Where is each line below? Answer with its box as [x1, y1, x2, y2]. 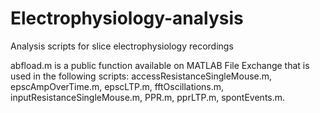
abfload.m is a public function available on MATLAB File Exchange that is [10, 59, 310, 71]
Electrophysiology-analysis [10, 7, 244, 30]
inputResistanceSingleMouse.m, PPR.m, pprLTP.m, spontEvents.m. [10, 91, 286, 103]
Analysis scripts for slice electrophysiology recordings [10, 40, 234, 52]
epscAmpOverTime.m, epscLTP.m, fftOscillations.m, [10, 80, 225, 92]
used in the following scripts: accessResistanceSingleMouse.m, [10, 70, 273, 82]
